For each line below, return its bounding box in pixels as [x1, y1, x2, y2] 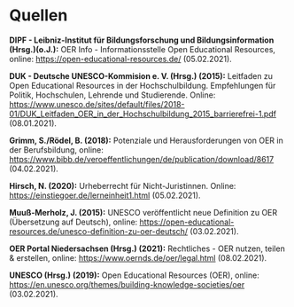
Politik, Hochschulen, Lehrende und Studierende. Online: [9, 90, 216, 100]
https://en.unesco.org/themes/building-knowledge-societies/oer [9, 279, 245, 289]
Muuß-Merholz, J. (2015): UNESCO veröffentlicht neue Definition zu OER [9, 207, 278, 217]
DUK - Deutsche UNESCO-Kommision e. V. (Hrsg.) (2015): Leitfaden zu [9, 70, 273, 81]
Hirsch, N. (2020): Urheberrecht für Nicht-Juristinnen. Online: [9, 180, 236, 191]
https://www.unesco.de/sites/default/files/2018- [9, 98, 185, 109]
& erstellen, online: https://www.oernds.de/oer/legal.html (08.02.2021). [9, 252, 267, 263]
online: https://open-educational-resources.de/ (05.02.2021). [9, 53, 232, 64]
